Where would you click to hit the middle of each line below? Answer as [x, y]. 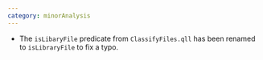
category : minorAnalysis [49, 16]
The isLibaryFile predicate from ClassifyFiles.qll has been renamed [137, 38]
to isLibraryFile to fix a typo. [69, 47]
